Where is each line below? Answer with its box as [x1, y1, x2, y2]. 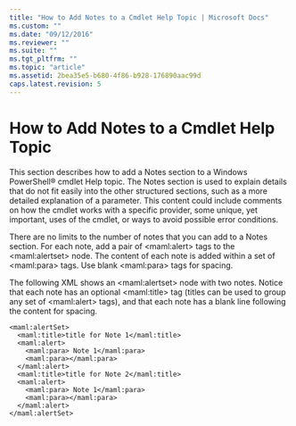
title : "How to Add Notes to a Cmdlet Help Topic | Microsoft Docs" [9, 13, 269, 22]
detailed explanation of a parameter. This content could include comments [9, 195, 283, 205]
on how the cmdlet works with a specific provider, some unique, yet [9, 205, 259, 215]
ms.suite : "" [9, 46, 58, 55]
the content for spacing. [9, 305, 98, 316]
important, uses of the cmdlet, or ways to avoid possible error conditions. [9, 213, 279, 224]
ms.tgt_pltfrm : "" [9, 54, 78, 63]
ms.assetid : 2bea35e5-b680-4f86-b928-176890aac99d [9, 71, 201, 80]
